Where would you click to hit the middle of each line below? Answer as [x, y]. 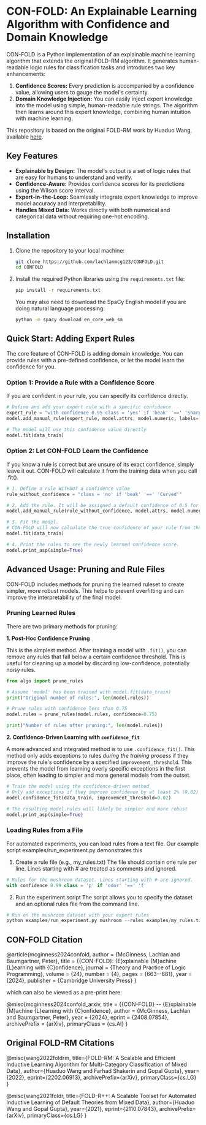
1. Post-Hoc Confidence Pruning [48, 638]
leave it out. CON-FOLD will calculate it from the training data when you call [102, 471]
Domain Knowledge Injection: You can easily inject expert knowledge [104, 99]
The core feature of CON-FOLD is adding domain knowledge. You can [95, 353]
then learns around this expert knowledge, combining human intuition [103, 112]
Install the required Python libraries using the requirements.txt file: [100, 279]
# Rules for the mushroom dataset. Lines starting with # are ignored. [100, 880]
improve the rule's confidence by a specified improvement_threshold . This [99, 762]
